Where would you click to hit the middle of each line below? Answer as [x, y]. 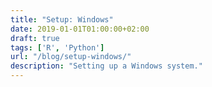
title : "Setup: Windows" [62, 19]
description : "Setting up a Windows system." [106, 66]
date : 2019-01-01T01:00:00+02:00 [80, 29]
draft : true [35, 38]
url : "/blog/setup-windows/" [71, 57]
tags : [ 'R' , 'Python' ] [57, 47]
